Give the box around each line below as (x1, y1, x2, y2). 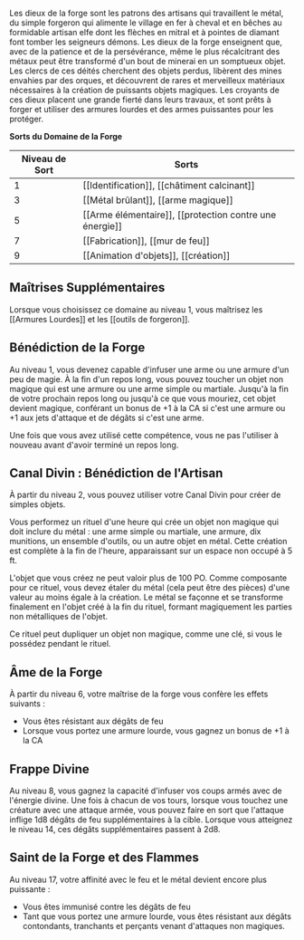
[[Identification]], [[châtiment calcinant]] (82, 179, 255, 191)
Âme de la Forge (9, 665, 103, 680)
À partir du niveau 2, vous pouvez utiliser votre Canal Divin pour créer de (9, 489, 281, 501)
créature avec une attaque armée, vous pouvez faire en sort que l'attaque (9, 805, 285, 816)
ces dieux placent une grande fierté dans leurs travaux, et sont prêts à (9, 94, 271, 105)
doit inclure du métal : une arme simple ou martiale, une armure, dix (9, 526, 261, 537)
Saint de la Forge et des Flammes (9, 850, 199, 866)
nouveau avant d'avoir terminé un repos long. (9, 439, 179, 450)
